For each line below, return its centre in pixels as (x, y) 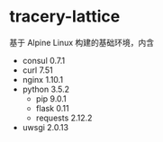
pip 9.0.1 (51, 98)
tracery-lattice (65, 17)
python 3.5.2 (46, 89)
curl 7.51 (37, 70)
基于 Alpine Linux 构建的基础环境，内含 (82, 42)
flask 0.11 (52, 108)
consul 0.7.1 (44, 60)
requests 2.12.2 (64, 118)
